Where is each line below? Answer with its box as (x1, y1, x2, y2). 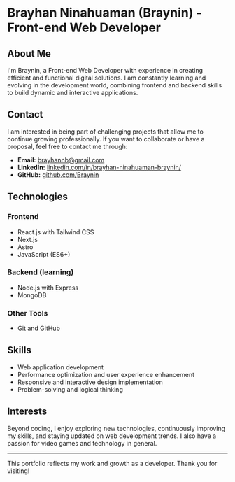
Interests (7, 406, 48, 418)
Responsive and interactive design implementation (17, 378, 163, 386)
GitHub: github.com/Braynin (17, 170, 99, 179)
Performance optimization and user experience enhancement (17, 370, 194, 378)
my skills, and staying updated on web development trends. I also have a (7, 432, 217, 440)
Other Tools (7, 308, 48, 318)
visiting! (7, 467, 30, 475)
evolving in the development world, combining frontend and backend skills (7, 81, 222, 89)
